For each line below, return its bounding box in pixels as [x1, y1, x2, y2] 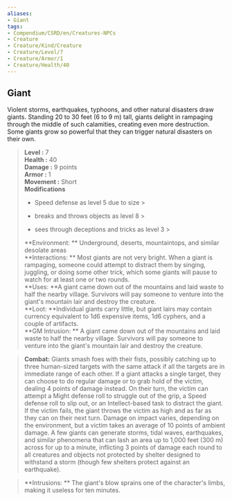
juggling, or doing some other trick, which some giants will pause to [24, 268, 217, 277]
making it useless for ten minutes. [24, 486, 121, 495]
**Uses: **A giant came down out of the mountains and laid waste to [24, 283, 224, 291]
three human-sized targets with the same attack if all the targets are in [24, 363, 225, 371]
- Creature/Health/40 [7, 62, 70, 69]
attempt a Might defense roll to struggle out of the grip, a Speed [24, 392, 206, 400]
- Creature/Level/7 [7, 49, 64, 56]
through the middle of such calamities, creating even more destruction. [7, 120, 210, 129]
